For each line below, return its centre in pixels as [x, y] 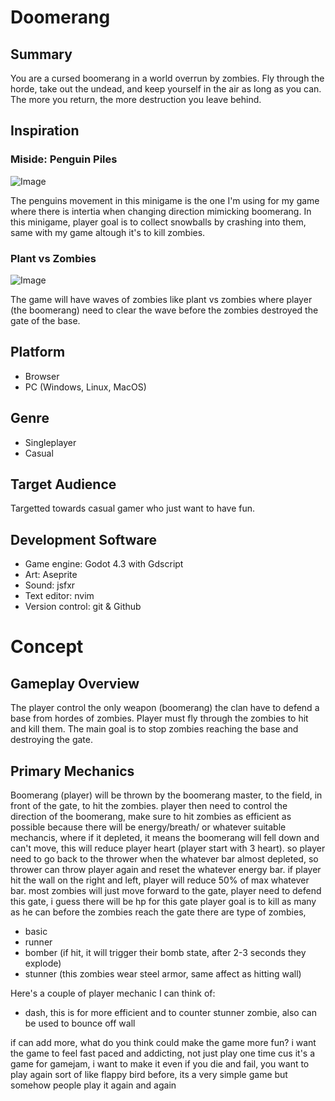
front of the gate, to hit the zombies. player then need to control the [149, 806]
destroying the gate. [51, 740]
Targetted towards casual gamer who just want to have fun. [133, 508]
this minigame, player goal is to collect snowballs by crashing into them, [158, 222]
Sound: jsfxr [50, 585]
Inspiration [45, 131]
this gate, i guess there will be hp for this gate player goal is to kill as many [163, 902]
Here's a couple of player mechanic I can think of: [113, 993]
